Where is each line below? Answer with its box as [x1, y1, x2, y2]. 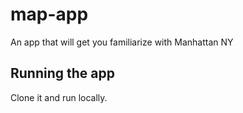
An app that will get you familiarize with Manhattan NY [10, 36, 234, 48]
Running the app [10, 65, 115, 82]
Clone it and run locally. [10, 91, 108, 103]
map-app [10, 3, 89, 26]
